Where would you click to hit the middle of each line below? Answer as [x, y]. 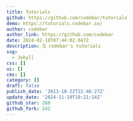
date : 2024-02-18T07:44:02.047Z [47, 40]
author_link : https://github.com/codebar [60, 35]
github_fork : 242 [28, 108]
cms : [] [16, 75]
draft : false [23, 86]
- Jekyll [23, 57]
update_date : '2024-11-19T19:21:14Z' [55, 97]
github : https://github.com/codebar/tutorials [67, 18]
